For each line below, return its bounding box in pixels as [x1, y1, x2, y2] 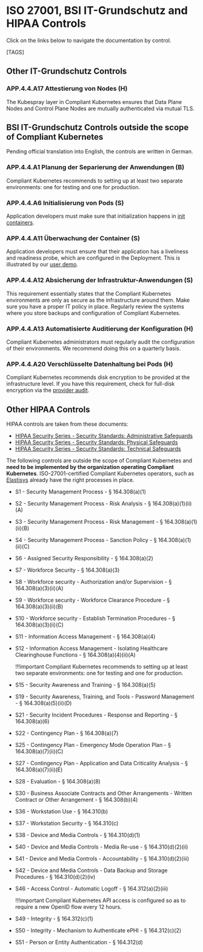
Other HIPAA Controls [6, 404, 90, 414]
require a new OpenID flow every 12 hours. [15, 903, 122, 911]
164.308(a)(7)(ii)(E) [15, 766, 63, 773]
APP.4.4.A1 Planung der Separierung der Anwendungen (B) [6, 163, 185, 172]
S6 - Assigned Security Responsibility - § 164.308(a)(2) [15, 555, 153, 562]
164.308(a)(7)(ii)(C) [15, 748, 64, 755]
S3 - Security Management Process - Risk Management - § [15, 518, 164, 526]
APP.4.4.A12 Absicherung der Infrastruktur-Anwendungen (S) [6, 276, 193, 285]
